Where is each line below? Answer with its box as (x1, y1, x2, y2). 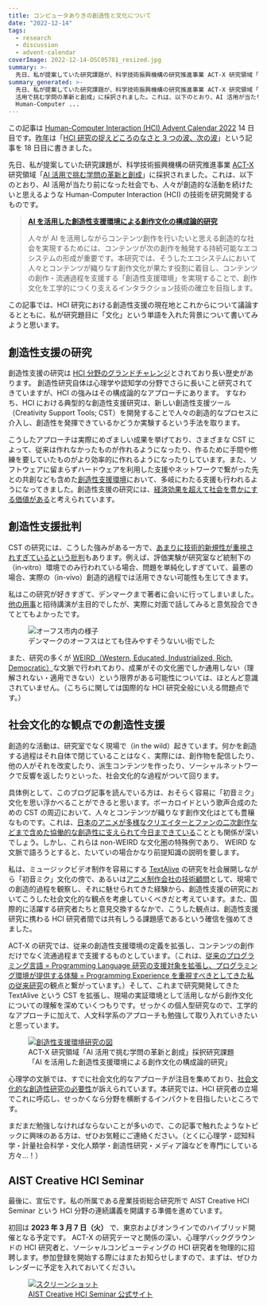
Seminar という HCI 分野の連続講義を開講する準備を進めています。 (8, 1206, 227, 1215)
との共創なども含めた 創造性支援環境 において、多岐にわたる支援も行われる (8, 474, 252, 484)
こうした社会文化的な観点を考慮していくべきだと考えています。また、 (21, 894, 251, 904)
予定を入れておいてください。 (42, 1262, 141, 1273)
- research (15, 33, 52, 42)
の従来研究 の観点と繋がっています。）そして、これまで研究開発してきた (8, 980, 240, 990)
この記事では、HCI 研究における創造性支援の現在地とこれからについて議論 (8, 300, 252, 310)
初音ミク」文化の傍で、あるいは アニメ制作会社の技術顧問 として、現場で (21, 874, 258, 884)
